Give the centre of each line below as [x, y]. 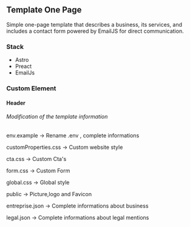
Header [16, 103]
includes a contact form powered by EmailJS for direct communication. [95, 31]
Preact [23, 67]
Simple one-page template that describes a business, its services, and [94, 24]
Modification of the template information [57, 117]
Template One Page [44, 10]
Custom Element [31, 88]
